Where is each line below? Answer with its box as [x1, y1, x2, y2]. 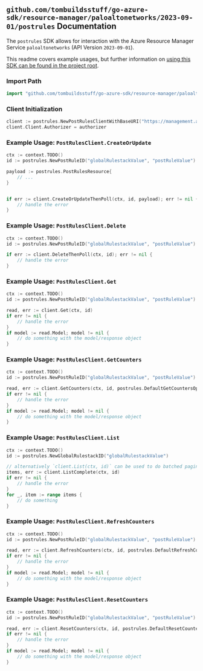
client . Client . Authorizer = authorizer [6, 124, 107, 130]
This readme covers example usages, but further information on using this [6, 55, 191, 63]
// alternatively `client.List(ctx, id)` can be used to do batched [6, 463, 182, 470]
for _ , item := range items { [6, 492, 83, 498]
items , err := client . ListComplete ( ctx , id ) [6, 469, 120, 475]
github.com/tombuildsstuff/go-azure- [6, 5, 149, 14]
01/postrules [6, 22, 56, 31]
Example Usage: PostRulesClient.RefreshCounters [6, 517, 155, 526]
